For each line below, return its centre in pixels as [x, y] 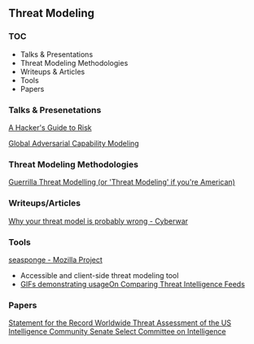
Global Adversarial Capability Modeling [74, 143]
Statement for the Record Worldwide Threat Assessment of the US [120, 323]
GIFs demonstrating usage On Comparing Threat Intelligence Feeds [133, 284]
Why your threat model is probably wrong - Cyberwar [99, 221]
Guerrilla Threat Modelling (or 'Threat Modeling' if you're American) [122, 182]
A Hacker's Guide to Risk [50, 127]
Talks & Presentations [57, 54]
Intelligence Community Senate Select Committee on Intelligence [117, 332]
